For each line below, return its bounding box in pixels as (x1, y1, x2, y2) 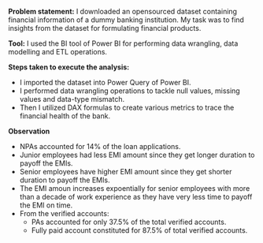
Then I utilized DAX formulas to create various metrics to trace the (19, 103, 235, 112)
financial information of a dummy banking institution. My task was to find (8, 15, 244, 24)
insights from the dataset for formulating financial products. (8, 24, 202, 32)
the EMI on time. (19, 200, 73, 210)
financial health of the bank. (19, 111, 111, 121)
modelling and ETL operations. (8, 47, 108, 56)
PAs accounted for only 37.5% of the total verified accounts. (31, 217, 227, 226)
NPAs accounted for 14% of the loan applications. (19, 142, 181, 151)
